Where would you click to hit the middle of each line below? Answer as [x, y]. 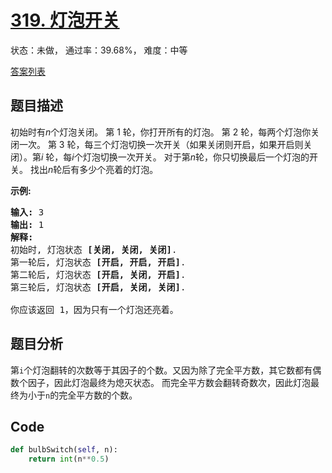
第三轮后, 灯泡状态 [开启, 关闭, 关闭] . [98, 287]
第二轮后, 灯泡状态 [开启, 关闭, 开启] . [98, 274]
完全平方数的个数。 [98, 395]
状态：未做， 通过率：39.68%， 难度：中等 [99, 50]
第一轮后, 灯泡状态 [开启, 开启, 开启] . [98, 262]
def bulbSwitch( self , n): [64, 450]
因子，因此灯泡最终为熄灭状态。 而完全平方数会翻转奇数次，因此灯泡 [169, 382]
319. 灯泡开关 [65, 20]
